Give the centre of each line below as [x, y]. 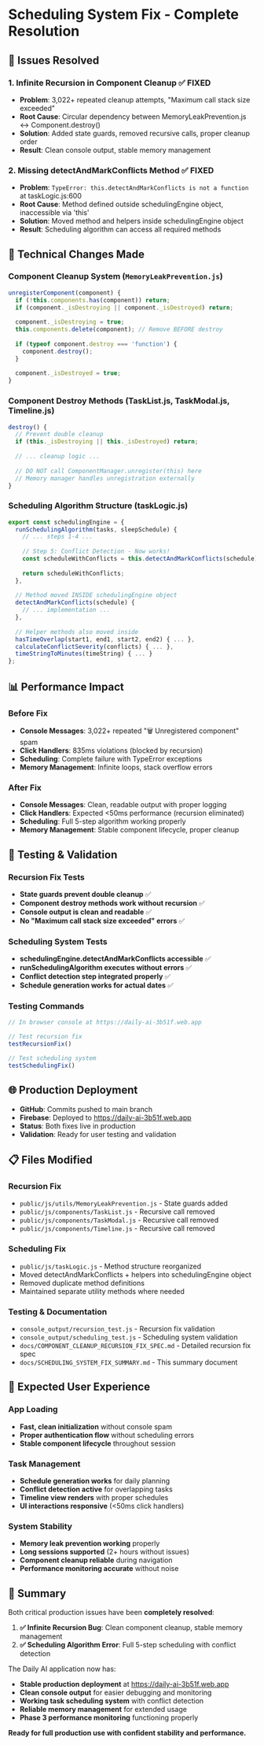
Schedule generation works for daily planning [95, 1480]
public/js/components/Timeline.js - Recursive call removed [117, 1228]
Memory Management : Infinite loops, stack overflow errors [116, 767]
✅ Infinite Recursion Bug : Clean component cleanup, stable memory [131, 1628]
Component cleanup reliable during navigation [96, 1560]
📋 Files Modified [50, 1160]
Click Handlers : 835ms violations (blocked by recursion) [111, 750]
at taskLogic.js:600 [51, 196]
